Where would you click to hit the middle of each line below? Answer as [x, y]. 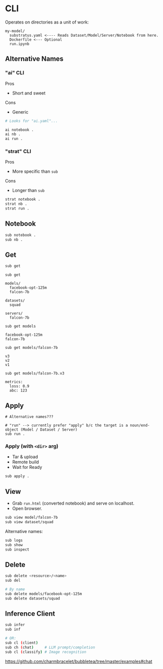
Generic [20, 112]
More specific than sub [35, 171]
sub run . [15, 434]
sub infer [15, 625]
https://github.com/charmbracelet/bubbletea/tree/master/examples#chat [79, 661]
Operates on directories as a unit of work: [47, 22]
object [12, 430]
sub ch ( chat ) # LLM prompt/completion [50, 647]
